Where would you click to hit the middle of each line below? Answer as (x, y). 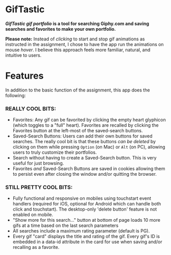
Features (25, 76)
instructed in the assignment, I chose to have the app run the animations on (85, 44)
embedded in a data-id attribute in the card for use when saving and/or (87, 242)
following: (16, 95)
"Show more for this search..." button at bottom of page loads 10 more (87, 220)
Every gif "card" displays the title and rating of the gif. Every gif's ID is (86, 237)
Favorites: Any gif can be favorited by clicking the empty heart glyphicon (89, 120)
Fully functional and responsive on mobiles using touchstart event (82, 198)
